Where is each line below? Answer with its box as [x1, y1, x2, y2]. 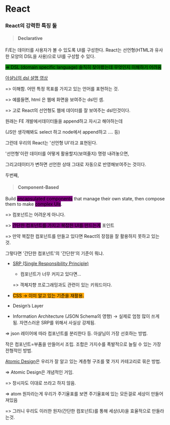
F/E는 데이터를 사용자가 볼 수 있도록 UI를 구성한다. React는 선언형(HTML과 [5, 47, 154, 53]
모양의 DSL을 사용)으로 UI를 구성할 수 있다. [10, 53, 95, 59]
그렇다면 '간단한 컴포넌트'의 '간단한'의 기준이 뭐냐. [5, 250, 104, 256]
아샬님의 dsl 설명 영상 [5, 75, 48, 81]
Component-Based [17, 184, 59, 190]
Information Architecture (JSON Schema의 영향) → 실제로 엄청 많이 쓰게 [12, 313, 160, 319]
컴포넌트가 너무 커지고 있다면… [20, 270, 81, 277]
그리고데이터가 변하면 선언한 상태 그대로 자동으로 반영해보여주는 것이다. [5, 161, 146, 168]
